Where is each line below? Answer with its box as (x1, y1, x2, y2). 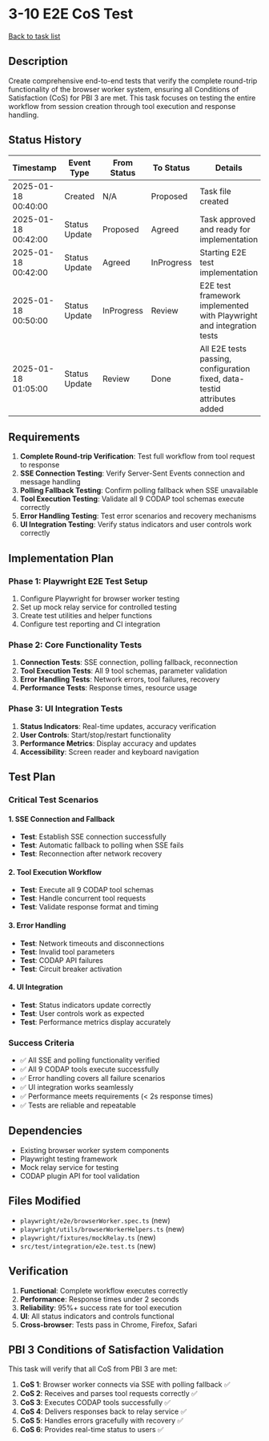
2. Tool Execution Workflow (8, 867, 102, 876)
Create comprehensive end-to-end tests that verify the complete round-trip (8, 75, 258, 85)
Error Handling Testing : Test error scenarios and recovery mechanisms (19, 511, 257, 521)
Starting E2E (199, 246, 247, 257)
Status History (8, 133, 82, 147)
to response (19, 460, 60, 470)
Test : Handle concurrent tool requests (19, 893, 147, 903)
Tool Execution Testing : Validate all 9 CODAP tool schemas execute (19, 494, 245, 504)
